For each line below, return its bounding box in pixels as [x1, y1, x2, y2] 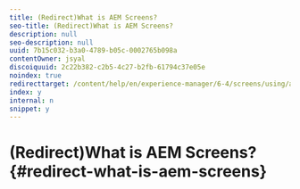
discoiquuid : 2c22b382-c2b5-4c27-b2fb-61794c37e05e [9, 63, 205, 72]
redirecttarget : [9, 79, 70, 88]
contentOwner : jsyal [9, 54, 87, 63]
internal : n [9, 95, 54, 105]
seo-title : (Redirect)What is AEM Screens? [9, 21, 174, 30]
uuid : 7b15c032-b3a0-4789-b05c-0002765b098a [9, 46, 178, 55]
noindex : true [9, 71, 62, 80]
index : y [9, 87, 42, 96]
